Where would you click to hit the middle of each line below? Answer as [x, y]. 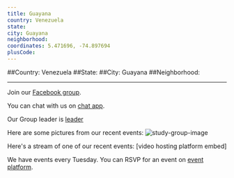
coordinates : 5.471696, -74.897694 [59, 46]
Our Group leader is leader [45, 119]
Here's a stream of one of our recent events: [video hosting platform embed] [117, 146]
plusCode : [22, 53]
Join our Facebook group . [44, 92]
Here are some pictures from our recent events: [76, 132]
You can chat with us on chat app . [56, 106]
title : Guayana [29, 14]
